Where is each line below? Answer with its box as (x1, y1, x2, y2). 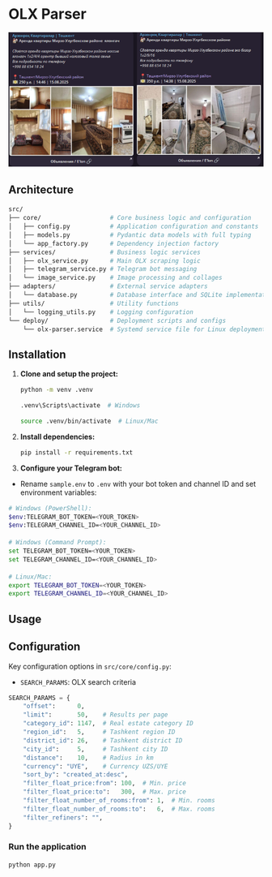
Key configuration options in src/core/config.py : (8, 661, 172, 671)
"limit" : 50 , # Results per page (23, 711, 168, 719)
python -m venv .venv (19, 386, 93, 394)
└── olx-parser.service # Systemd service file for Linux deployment (23, 325, 266, 333)
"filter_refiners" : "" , (23, 813, 104, 822)
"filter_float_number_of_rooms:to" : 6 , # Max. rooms (23, 805, 216, 813)
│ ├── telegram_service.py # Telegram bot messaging (8, 265, 198, 273)
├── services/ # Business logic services (8, 248, 201, 256)
